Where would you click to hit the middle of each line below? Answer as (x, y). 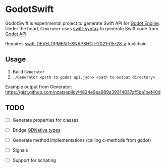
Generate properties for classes (46, 120)
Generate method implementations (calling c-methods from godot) (82, 140)
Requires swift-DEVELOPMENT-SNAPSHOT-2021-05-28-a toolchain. (77, 43)
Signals (20, 150)
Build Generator (29, 71)
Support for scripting (34, 160)
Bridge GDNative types (36, 130)
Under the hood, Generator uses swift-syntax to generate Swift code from (82, 28)
